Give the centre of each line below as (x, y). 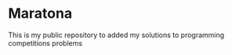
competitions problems (45, 43)
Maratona (40, 14)
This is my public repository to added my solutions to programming (116, 35)
